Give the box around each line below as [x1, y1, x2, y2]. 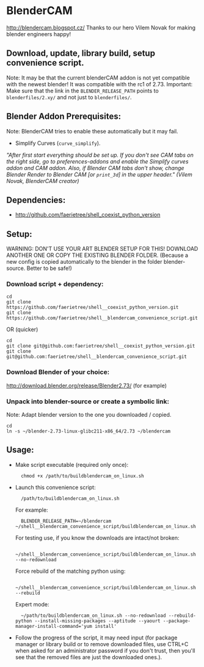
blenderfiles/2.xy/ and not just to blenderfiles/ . [6, 93, 133, 101]
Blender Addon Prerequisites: [6, 111, 121, 122]
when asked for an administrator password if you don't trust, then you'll [15, 647, 195, 654]
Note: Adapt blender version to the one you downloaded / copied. [6, 411, 172, 419]
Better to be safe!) [26, 264, 72, 272]
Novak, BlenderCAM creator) [6, 177, 79, 184]
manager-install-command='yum [15, 623, 93, 629]
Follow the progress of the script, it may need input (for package [15, 634, 178, 641]
